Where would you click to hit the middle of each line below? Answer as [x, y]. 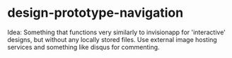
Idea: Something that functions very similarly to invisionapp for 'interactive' [117, 32]
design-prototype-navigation [95, 13]
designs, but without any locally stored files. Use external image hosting [112, 39]
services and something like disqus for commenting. [84, 47]
